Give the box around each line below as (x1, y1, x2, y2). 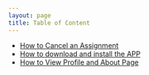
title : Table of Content (8, 19, 90, 27)
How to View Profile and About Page (19, 57, 139, 67)
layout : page (8, 11, 52, 20)
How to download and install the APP (19, 49, 141, 58)
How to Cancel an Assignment (19, 40, 119, 50)
